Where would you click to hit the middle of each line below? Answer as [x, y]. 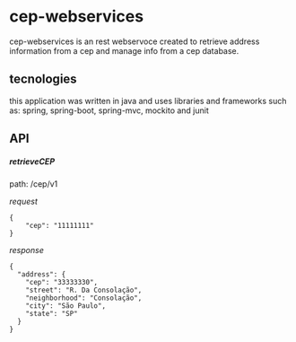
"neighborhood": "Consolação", [84, 298]
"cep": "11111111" [60, 226]
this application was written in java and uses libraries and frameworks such [148, 101]
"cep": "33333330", [62, 283]
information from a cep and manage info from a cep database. [124, 50]
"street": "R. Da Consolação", [84, 290]
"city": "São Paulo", [65, 306]
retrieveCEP [32, 161]
